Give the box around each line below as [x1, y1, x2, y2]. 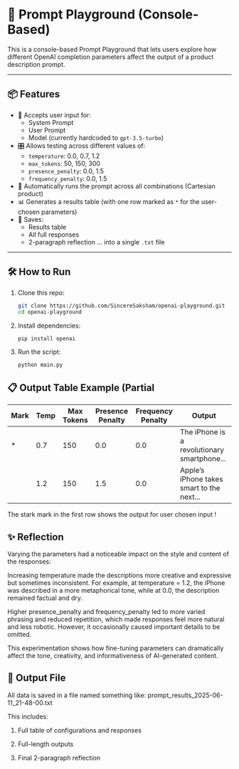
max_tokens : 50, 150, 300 [28, 159, 101, 168]
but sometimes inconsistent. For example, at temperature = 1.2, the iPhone [7, 579, 225, 587]
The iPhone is [180, 427, 226, 437]
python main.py [17, 362, 63, 369]
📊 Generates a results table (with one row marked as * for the [17, 197, 200, 205]
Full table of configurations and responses [17, 726, 142, 734]
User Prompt [28, 126, 66, 134]
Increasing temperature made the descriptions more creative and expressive [7, 571, 232, 579]
